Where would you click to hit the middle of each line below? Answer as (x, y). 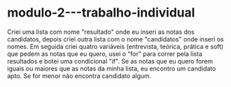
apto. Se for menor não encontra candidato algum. (79, 76)
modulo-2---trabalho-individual (101, 13)
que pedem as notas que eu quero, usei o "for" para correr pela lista (105, 54)
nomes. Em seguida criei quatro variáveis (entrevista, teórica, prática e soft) (115, 46)
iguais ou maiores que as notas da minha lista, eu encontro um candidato (112, 68)
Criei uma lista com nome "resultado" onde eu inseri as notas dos (101, 32)
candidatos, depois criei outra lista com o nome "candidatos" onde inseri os (115, 39)
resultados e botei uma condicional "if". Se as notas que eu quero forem (110, 61)
